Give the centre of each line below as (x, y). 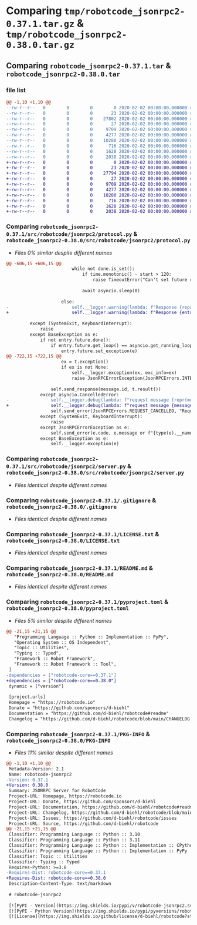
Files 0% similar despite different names (63, 253)
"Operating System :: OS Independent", (62, 642)
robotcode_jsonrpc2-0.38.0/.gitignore (62, 507)
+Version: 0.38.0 (27, 785)
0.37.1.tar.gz (40, 24)
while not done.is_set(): (103, 269)
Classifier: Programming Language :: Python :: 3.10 (74, 834)
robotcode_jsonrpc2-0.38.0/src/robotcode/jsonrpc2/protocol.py (98, 241)
